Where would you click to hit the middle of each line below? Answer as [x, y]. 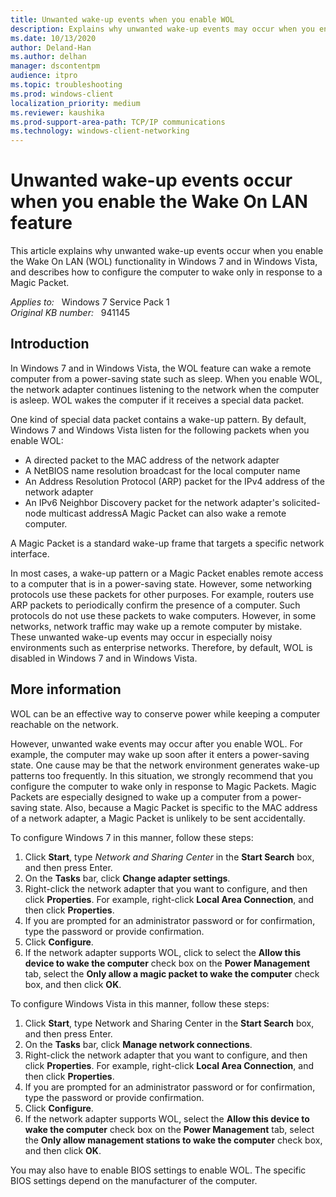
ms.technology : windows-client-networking [100, 131]
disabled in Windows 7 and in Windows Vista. [104, 658]
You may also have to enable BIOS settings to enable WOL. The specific [158, 1170]
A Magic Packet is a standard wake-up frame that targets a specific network [167, 543]
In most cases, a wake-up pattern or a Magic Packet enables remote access [167, 573]
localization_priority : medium [75, 103]
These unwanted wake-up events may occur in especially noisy [141, 637]
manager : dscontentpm [55, 66]
